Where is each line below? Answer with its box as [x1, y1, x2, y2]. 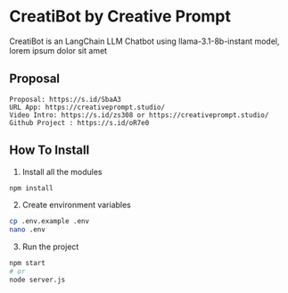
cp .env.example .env [9, 217, 90, 226]
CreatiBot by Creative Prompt [9, 6, 232, 27]
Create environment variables [21, 199, 132, 211]
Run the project [21, 241, 79, 252]
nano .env [9, 225, 46, 234]
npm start [9, 259, 46, 268]
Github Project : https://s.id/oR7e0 [9, 118, 150, 127]
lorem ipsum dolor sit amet [9, 45, 108, 55]
